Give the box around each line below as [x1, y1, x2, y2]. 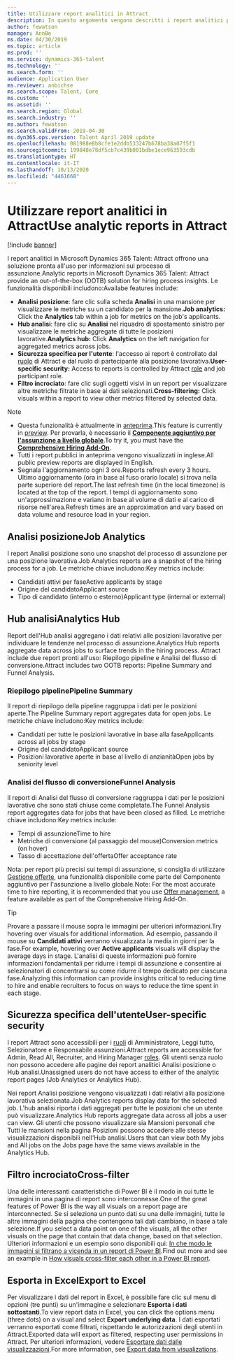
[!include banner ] [7, 241, 57, 249]
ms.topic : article [7, 43, 61, 50]
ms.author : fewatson [7, 120, 68, 128]
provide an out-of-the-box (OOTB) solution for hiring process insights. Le [7, 277, 218, 285]
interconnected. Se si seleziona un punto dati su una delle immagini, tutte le [7, 1210, 225, 1218]
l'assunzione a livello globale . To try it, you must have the [17, 436, 184, 445]
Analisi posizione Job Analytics [7, 531, 145, 543]
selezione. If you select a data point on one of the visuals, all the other [7, 1224, 208, 1233]
